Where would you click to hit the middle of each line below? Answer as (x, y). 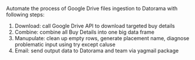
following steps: (25, 15)
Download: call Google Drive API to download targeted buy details (95, 26)
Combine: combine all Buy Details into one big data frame (85, 32)
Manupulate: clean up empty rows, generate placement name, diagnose (102, 38)
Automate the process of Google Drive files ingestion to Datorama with (92, 8)
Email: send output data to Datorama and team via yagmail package (97, 51)
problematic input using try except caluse (65, 44)
